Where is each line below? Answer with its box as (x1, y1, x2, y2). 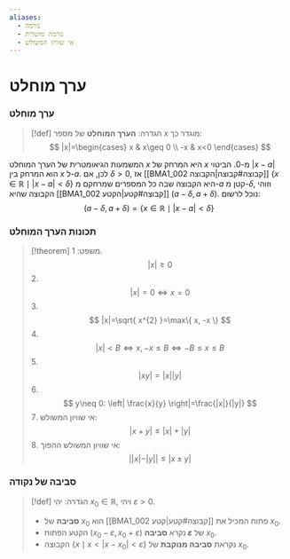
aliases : (9, 12, 42, 22)
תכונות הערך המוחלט (9, 225, 97, 238)
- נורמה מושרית (17, 29, 64, 38)
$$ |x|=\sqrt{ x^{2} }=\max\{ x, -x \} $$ (89, 315, 231, 326)
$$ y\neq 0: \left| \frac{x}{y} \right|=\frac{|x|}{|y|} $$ (63, 398, 257, 409)
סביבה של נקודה (9, 476, 77, 488)
